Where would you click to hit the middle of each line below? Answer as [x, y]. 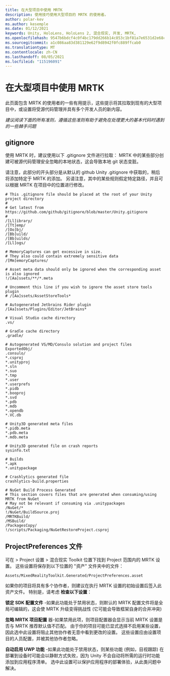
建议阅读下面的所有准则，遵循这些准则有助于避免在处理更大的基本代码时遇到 [85, 120]
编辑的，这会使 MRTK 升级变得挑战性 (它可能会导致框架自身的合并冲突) [88, 609]
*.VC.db [13, 415]
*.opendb [14, 411]
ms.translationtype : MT [30, 47]
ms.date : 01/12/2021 [27, 29]
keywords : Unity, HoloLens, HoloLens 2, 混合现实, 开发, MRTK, [71, 33]
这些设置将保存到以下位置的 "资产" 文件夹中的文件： [69, 566]
